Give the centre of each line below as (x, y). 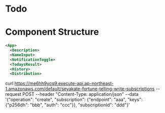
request (13, 94)
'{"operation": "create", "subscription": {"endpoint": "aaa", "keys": (74, 100)
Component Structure (52, 32)
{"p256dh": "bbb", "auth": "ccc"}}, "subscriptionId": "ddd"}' (68, 105)
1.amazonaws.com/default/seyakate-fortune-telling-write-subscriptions (80, 89)
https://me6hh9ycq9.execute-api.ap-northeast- (64, 84)
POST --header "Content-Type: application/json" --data (80, 94)
